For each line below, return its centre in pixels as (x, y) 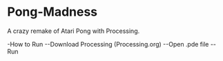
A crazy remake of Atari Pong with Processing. (74, 31)
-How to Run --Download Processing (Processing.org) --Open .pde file (108, 44)
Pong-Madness (52, 12)
